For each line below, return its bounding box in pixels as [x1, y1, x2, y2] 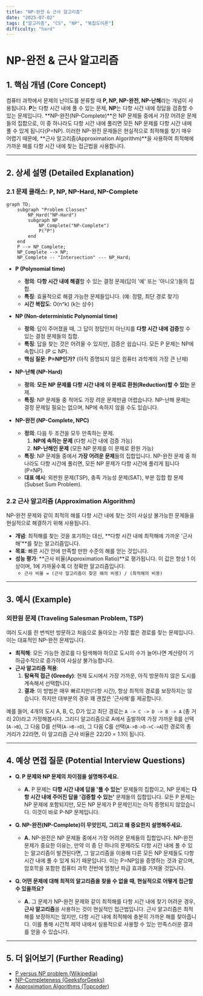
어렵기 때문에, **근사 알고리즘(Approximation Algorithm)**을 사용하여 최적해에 [6, 135, 195, 142]
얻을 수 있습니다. [30, 928, 69, 935]
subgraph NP [28, 217, 59, 223]
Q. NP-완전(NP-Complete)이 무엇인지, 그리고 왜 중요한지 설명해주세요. [14, 821, 183, 828]
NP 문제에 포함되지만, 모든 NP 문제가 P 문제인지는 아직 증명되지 [24, 801, 175, 808]
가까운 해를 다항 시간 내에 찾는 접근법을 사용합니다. [6, 142, 126, 150]
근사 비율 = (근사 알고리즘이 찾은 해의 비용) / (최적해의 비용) [24, 570, 163, 577]
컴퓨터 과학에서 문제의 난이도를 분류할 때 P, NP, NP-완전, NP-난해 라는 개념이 [6, 97, 187, 104]
